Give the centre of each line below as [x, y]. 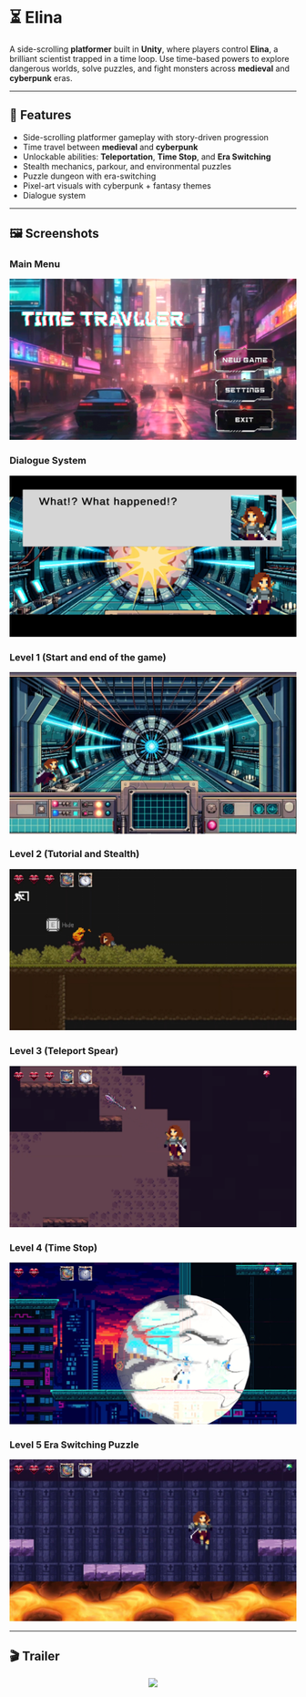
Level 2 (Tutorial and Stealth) [75, 854]
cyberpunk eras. [41, 77]
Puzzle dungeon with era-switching [89, 176]
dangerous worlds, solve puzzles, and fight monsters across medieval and [149, 68]
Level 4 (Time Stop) [54, 1248]
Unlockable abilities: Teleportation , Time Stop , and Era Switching [147, 157]
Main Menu [35, 264]
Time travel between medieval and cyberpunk [110, 147]
